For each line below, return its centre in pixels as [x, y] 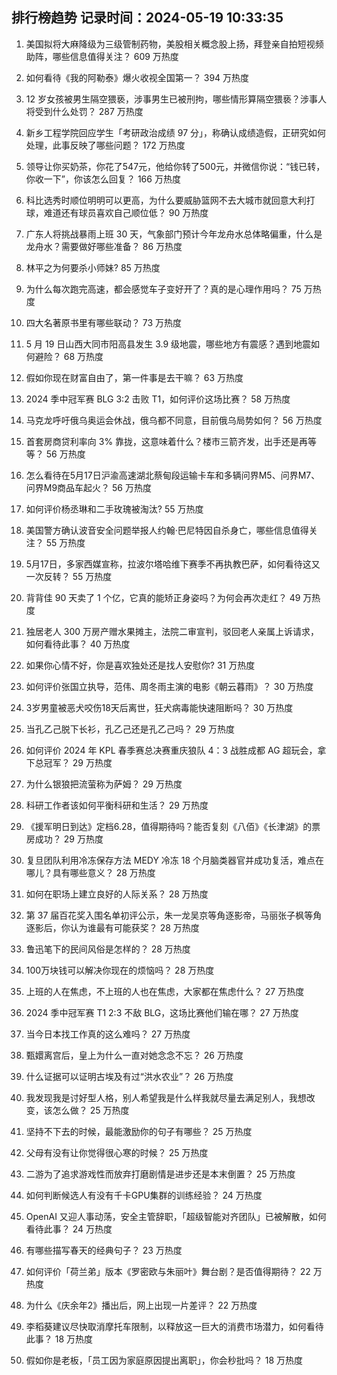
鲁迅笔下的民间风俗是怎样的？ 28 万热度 [108, 949]
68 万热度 [83, 356]
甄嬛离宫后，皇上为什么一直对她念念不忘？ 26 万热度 [134, 1055]
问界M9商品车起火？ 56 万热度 [88, 487]
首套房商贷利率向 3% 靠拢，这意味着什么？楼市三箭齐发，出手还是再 [167, 441]
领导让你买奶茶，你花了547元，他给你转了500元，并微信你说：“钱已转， [175, 166]
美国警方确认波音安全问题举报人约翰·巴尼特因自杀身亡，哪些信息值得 [167, 530]
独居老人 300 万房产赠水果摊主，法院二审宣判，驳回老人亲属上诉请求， [172, 631]
